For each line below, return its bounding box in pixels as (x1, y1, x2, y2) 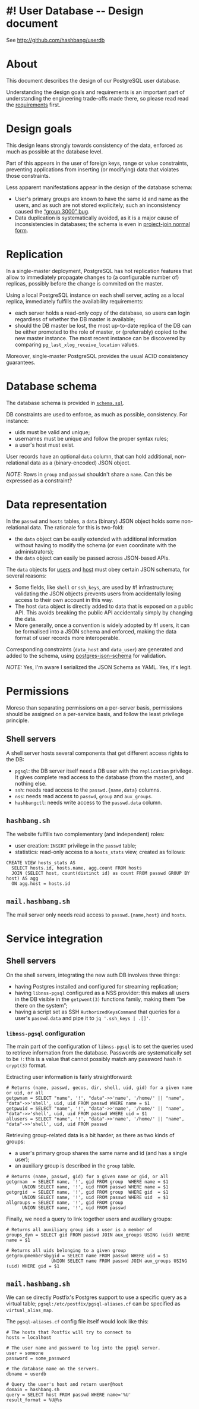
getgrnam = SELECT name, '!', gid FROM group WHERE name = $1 (6, 1179, 169, 1185)
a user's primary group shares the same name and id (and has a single (14, 1150, 188, 1157)
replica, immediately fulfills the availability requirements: (6, 297, 144, 305)
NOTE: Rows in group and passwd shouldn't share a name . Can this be (6, 470, 172, 478)
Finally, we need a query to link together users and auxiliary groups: (6, 1215, 172, 1223)
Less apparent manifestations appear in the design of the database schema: (6, 183, 193, 191)
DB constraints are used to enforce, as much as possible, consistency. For (6, 410, 188, 418)
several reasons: (6, 572, 47, 579)
